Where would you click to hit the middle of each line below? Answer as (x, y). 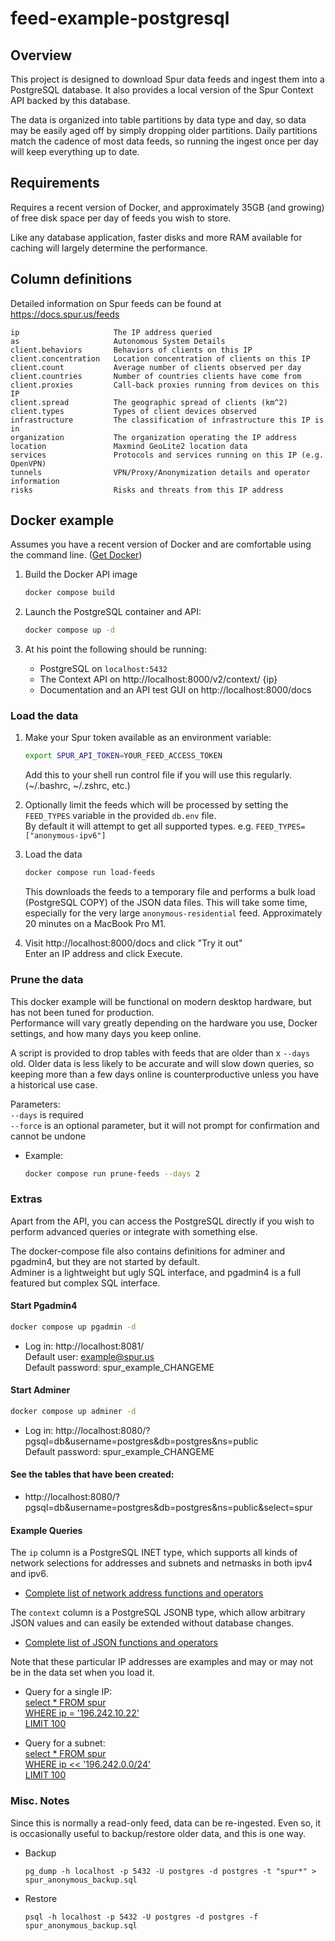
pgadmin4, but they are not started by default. (105, 1261)
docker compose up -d (69, 630)
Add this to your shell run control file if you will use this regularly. (158, 775)
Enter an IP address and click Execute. (103, 954)
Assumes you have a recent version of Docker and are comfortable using (161, 544)
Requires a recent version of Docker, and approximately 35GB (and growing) (167, 207)
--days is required (47, 1114)
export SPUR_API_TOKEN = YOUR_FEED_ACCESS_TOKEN (123, 756)
